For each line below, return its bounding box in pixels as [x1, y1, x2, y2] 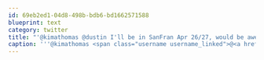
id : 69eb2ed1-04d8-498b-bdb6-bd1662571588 [8, 11, 149, 19]
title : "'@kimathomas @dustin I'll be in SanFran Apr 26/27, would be [8, 33, 244, 41]
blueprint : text [8, 19, 61, 26]
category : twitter [8, 26, 68, 34]
